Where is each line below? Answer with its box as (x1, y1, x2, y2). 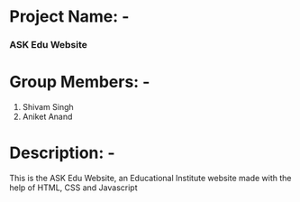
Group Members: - (9, 72, 150, 92)
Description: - (9, 142, 115, 163)
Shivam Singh (22, 102, 74, 113)
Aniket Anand (22, 111, 73, 123)
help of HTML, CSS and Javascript (9, 182, 138, 193)
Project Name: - (9, 6, 130, 27)
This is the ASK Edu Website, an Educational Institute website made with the (9, 172, 292, 183)
